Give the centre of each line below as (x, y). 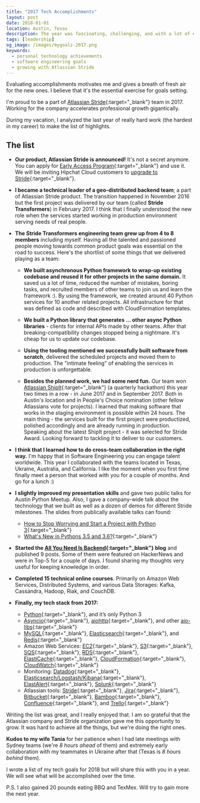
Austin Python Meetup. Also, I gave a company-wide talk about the (97, 500)
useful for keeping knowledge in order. (62, 567)
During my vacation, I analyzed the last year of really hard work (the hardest (99, 120)
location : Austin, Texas (37, 28)
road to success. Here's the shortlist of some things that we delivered (100, 253)
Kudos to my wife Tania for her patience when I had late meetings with (93, 739)
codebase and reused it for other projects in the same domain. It (104, 277)
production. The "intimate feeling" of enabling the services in (99, 363)
